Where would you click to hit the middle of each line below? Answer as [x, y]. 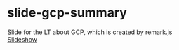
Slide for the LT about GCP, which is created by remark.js [90, 32]
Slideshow [22, 39]
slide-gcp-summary [67, 13]
